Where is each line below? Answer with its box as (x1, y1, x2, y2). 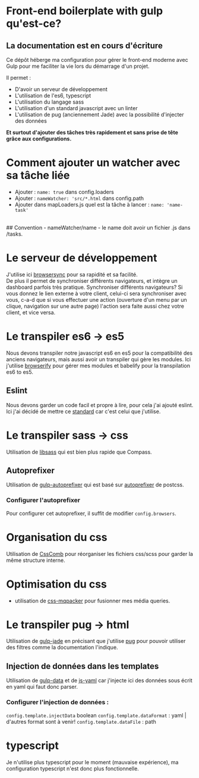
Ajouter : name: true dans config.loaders (14, 188, 114, 195)
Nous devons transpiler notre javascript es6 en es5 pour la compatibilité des (6, 349, 193, 357)
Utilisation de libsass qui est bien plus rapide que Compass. (6, 448, 153, 455)
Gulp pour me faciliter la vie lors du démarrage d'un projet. (6, 63, 150, 70)
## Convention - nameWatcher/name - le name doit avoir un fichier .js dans (6, 224, 191, 231)
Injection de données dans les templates (6, 661, 159, 671)
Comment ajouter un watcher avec (6, 156, 181, 170)
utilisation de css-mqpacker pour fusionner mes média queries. (14, 597, 170, 604)
